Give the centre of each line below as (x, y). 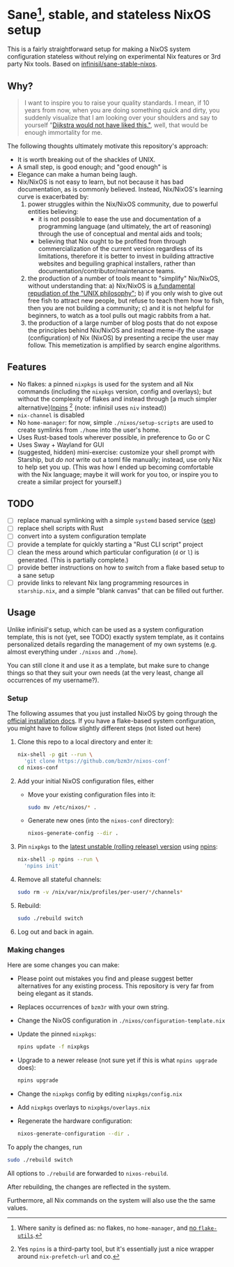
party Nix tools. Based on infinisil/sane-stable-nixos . (83, 64)
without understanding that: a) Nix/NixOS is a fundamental (111, 286)
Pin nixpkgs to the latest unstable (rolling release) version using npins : (117, 847)
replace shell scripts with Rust (60, 528)
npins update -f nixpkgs (53, 1047)
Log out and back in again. (55, 932)
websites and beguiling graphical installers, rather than (117, 263)
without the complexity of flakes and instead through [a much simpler (117, 398)
